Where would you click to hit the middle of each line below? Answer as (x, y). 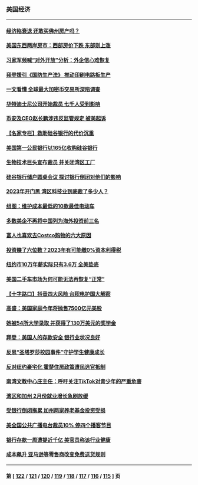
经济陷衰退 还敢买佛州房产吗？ (43, 31)
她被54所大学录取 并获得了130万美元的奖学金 (61, 323)
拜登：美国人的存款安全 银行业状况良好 (53, 337)
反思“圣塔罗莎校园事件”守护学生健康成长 (55, 352)
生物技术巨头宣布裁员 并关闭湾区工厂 (51, 162)
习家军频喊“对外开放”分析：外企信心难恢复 (58, 60)
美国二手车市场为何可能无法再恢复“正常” (55, 279)
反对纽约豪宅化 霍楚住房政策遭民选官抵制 (56, 366)
